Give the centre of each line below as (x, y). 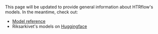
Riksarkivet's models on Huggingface (50, 26)
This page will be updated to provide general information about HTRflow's (79, 7)
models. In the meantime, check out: (42, 12)
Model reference (29, 21)
